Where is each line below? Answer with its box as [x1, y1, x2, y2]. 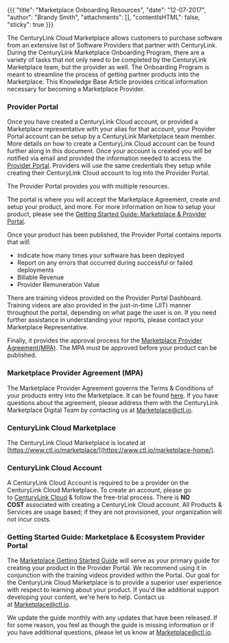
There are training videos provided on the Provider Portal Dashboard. [7, 294, 202, 302]
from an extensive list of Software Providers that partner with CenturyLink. [7, 41, 217, 49]
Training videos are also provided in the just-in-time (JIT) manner [7, 301, 191, 309]
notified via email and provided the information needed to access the [7, 154, 202, 162]
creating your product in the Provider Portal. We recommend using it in [7, 564, 207, 572]
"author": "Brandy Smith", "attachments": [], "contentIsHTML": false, [7, 13, 200, 21]
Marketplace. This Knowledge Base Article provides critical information [7, 78, 208, 85]
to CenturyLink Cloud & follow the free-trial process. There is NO [7, 493, 191, 501]
